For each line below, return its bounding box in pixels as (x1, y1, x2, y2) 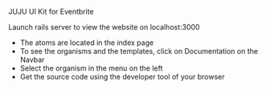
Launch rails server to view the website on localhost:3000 (8, 22, 200, 31)
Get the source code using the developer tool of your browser (19, 72, 225, 81)
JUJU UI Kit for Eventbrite (8, 7, 94, 16)
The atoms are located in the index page (19, 38, 154, 47)
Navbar (19, 55, 45, 64)
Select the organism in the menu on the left (19, 63, 163, 73)
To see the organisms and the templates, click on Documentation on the (19, 47, 259, 55)
